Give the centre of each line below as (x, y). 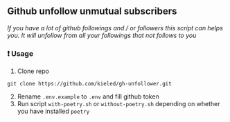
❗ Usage (20, 53)
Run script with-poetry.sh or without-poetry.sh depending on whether (118, 104)
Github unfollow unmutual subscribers (92, 11)
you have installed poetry (53, 111)
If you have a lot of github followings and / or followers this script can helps (115, 28)
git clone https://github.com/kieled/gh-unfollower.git (89, 84)
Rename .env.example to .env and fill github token (88, 96)
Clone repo (33, 71)
